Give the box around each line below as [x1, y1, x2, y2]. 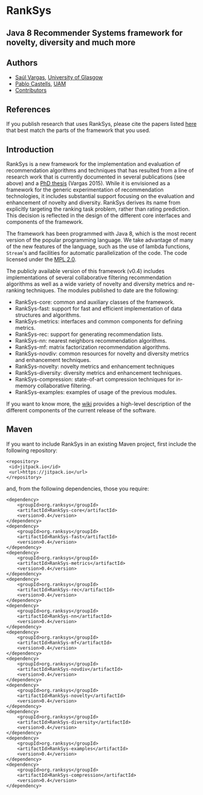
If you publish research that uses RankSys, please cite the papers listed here [6, 120, 197, 128]
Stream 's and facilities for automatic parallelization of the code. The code [6, 249, 187, 257]
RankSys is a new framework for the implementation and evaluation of [6, 160, 181, 168]
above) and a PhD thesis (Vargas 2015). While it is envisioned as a [6, 180, 170, 187]
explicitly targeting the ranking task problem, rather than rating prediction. [6, 205, 190, 213]
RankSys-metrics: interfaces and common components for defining [14, 318, 183, 325]
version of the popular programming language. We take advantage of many [6, 237, 193, 244]
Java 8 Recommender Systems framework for [6, 28, 183, 38]
